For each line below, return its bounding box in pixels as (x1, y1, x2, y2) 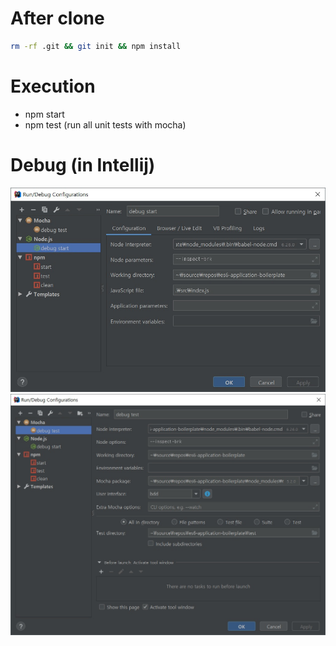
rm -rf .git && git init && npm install (10, 41, 182, 51)
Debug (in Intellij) (10, 153, 156, 176)
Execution (10, 75, 96, 97)
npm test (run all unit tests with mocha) (24, 118, 187, 131)
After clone (10, 7, 105, 30)
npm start (24, 108, 65, 120)
